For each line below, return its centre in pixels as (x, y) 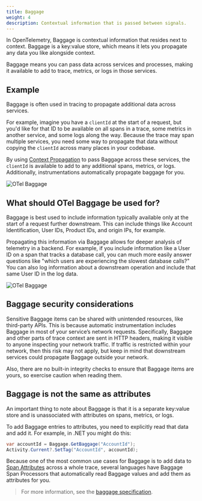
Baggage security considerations (70, 304)
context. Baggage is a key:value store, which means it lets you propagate (97, 46)
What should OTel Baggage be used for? (83, 203)
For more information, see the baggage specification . (87, 492)
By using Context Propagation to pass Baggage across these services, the (98, 159)
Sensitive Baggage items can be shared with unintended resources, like (95, 319)
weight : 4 (19, 17)
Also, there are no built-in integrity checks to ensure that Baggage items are (100, 369)
